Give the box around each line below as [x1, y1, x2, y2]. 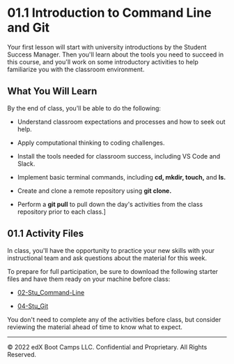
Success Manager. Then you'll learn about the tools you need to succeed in [7, 50, 224, 59]
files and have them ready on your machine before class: [7, 275, 171, 283]
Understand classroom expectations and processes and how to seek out [17, 117, 226, 126]
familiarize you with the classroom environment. [7, 65, 145, 73]
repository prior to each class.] [17, 208, 107, 216]
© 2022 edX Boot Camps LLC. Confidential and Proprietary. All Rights [7, 342, 208, 351]
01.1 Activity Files [7, 228, 84, 240]
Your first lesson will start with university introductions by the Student [7, 43, 207, 51]
